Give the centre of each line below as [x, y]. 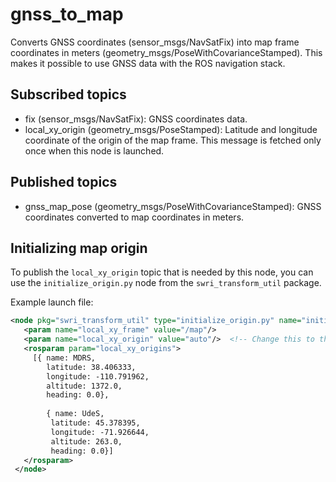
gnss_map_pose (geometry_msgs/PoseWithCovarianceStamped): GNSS [173, 206]
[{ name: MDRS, [64, 358]
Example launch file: [52, 302]
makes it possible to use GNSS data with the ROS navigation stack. [148, 63]
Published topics [64, 182]
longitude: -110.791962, [98, 376]
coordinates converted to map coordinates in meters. [134, 217]
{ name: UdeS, [75, 414]
